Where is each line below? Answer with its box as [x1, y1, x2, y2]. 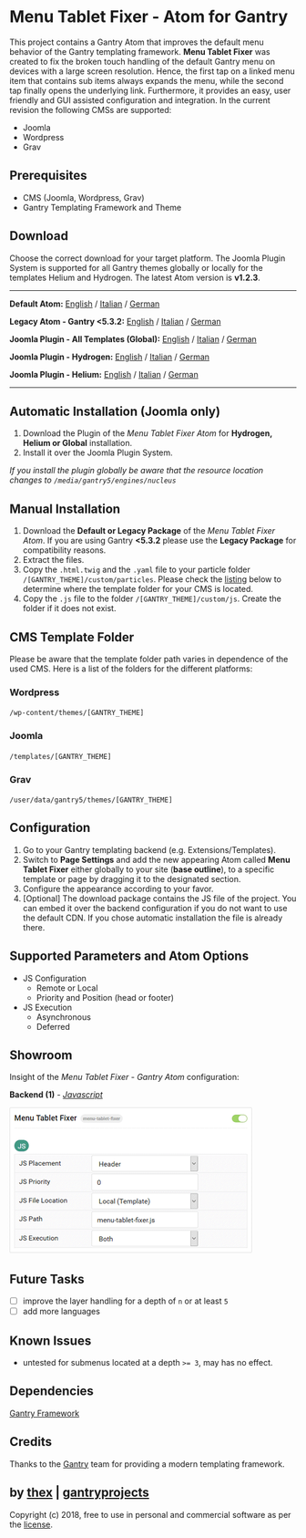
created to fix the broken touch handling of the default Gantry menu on [9, 56, 276, 67]
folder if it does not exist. [22, 603, 117, 614]
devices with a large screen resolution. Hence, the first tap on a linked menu [9, 66, 296, 77]
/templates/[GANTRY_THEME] [9, 752, 112, 761]
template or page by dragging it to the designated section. [22, 873, 241, 884]
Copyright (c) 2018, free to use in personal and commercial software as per [9, 1509, 291, 1520]
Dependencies [9, 1384, 94, 1399]
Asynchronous [36, 1011, 91, 1023]
